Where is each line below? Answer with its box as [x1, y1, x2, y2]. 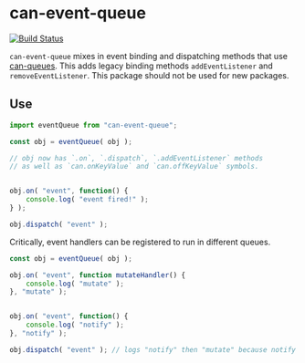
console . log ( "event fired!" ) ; [26, 195, 149, 204]
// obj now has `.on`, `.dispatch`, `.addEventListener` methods [9, 153, 263, 162]
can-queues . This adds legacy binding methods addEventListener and [9, 60, 274, 71]
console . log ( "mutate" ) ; [26, 279, 125, 288]
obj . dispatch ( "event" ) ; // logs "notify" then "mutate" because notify [9, 345, 297, 354]
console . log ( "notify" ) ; [26, 320, 125, 330]
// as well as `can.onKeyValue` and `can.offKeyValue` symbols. [9, 162, 259, 171]
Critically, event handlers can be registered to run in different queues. [9, 236, 271, 247]
